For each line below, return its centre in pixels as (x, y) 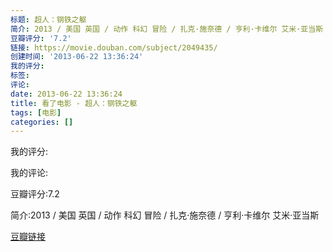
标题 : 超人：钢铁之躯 (48, 19)
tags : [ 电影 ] (36, 112)
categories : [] (42, 122)
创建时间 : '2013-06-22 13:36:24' (77, 57)
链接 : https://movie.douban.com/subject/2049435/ (114, 47)
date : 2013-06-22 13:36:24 (66, 94)
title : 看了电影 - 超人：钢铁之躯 (74, 103)
